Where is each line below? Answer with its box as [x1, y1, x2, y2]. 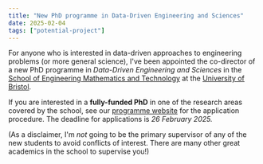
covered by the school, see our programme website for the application [8, 106, 240, 115]
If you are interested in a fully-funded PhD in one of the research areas [8, 97, 243, 107]
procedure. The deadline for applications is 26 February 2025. [8, 115, 213, 124]
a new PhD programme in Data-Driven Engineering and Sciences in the [8, 65, 242, 75]
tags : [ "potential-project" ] [8, 26, 105, 34]
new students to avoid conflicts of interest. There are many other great [8, 139, 241, 148]
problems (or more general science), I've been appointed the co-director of [8, 57, 256, 66]
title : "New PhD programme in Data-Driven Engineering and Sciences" [8, 11, 245, 20]
